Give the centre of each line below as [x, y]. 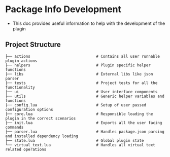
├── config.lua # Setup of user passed [76, 105]
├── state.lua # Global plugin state [75, 140]
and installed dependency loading [42, 136]
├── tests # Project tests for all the [81, 83]
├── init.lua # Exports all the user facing [84, 123]
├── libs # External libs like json [79, 74]
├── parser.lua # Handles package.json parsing [85, 132]
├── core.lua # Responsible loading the [79, 114]
